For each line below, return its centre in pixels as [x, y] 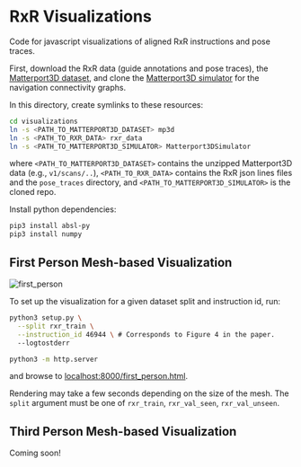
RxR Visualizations [81, 17]
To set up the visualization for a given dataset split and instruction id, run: [145, 301]
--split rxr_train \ [56, 326]
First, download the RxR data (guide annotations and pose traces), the [139, 68]
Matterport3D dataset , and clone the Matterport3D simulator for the [134, 77]
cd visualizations [44, 121]
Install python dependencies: [63, 209]
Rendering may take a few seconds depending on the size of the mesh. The [149, 393]
